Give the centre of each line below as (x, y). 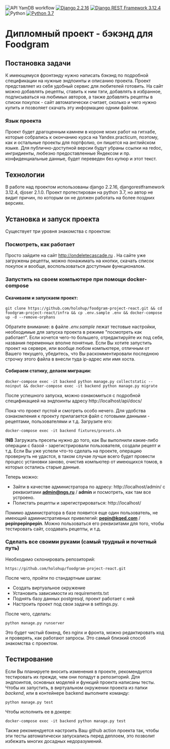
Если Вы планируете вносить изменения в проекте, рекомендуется (79, 671)
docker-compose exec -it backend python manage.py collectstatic (76, 381)
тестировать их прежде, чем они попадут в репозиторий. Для (73, 676)
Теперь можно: (22, 477)
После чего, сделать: (28, 614)
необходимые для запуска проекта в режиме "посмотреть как (74, 332)
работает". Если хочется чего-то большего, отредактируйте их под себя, (84, 338)
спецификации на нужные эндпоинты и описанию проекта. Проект (78, 81)
